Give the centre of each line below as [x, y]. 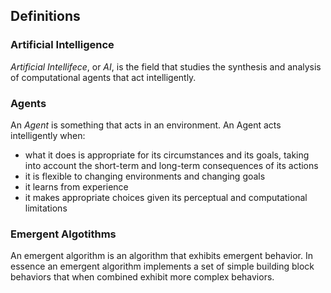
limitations [46, 208]
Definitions [45, 16]
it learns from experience [76, 186]
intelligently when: [48, 135]
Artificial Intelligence [62, 45]
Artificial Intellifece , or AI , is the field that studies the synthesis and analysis [166, 66]
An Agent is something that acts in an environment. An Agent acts [146, 125]
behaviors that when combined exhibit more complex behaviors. [142, 277]
